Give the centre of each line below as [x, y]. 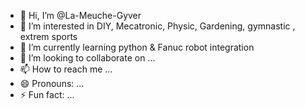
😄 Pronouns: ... [52, 83]
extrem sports [48, 36]
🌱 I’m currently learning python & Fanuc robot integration [137, 47]
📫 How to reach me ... [66, 69]
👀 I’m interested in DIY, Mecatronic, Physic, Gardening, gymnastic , [157, 26]
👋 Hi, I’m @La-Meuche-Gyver [80, 15]
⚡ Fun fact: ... [47, 94]
